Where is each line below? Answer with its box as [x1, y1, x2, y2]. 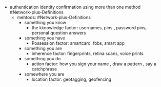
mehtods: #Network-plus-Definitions [17, 15, 91, 20]
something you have [24, 35, 65, 41]
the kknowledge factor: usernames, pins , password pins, [31, 25, 147, 31]
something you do [24, 56, 61, 61]
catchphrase [31, 66, 57, 72]
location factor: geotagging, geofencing [31, 76, 112, 82]
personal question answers [31, 30, 86, 35]
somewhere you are [24, 71, 64, 77]
